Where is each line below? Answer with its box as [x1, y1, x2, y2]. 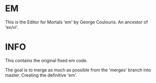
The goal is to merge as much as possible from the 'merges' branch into [5, 67, 152, 73]
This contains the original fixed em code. [5, 57, 88, 63]
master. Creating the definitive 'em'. [5, 72, 77, 78]
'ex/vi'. [5, 24, 19, 30]
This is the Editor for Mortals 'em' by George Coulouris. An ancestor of [5, 19, 148, 25]
